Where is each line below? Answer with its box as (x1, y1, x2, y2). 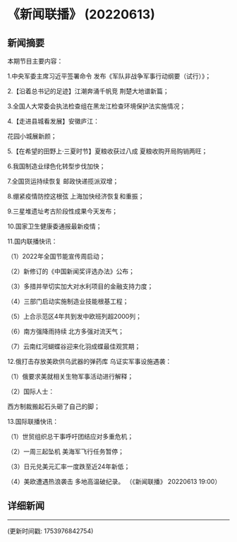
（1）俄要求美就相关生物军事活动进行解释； (7, 372, 134, 380)
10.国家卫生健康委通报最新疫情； (7, 222, 102, 230)
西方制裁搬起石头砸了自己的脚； (7, 402, 100, 411)
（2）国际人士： (7, 387, 55, 396)
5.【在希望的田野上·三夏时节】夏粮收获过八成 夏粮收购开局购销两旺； (7, 147, 208, 155)
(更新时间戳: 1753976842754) (7, 526, 94, 535)
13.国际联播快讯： (7, 418, 59, 425)
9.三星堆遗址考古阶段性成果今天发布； (7, 207, 119, 216)
